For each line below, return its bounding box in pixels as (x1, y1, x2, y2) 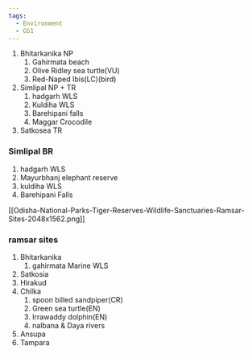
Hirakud (19, 278, 47, 287)
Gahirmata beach (31, 57, 90, 67)
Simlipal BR (8, 146, 54, 157)
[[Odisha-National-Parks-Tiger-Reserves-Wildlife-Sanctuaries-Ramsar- (8, 205, 245, 215)
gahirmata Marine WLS (31, 261, 109, 270)
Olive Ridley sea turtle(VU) (31, 66, 121, 76)
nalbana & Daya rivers (31, 320, 105, 330)
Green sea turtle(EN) (31, 303, 101, 313)
